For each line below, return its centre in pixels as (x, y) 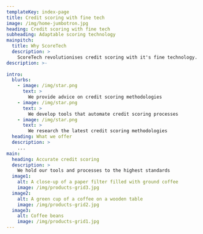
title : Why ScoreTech (39, 46)
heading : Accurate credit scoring (55, 159)
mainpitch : (20, 40)
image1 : (22, 176)
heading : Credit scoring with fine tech (59, 29)
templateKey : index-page (38, 12)
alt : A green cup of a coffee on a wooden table (80, 199)
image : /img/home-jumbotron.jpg (47, 23)
